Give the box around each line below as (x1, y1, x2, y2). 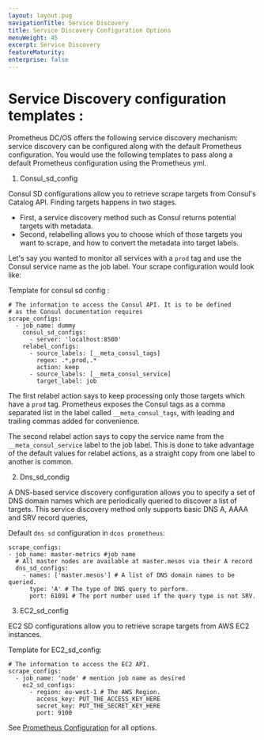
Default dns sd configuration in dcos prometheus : (8, 528, 166, 537)
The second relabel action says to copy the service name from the (8, 431, 224, 441)
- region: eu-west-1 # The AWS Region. (28, 688, 160, 696)
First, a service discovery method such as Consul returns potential (19, 212, 236, 222)
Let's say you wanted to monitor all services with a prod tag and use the (8, 253, 242, 262)
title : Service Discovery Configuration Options (8, 26, 172, 34)
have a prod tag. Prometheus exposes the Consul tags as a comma (8, 399, 225, 409)
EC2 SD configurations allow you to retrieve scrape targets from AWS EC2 (8, 621, 250, 631)
